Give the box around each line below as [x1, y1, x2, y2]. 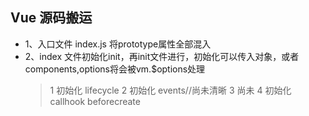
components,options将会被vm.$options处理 [24, 63, 206, 75]
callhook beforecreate [49, 95, 141, 107]
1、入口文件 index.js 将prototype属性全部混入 [24, 38, 212, 50]
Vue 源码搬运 [10, 9, 93, 27]
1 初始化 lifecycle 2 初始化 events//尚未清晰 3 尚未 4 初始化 [49, 84, 292, 96]
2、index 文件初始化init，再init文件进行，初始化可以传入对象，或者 [24, 50, 300, 62]
